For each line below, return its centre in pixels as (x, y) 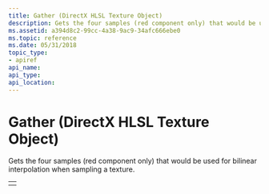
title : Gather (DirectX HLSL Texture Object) (85, 16)
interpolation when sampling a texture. (72, 169)
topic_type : (28, 53)
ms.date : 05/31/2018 (43, 46)
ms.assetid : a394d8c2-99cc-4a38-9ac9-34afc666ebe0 (94, 30)
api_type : (25, 75)
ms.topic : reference (43, 38)
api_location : (32, 82)
